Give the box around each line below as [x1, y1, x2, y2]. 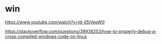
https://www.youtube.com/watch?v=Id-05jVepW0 [5, 19, 105, 25]
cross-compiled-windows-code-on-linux [5, 33, 87, 39]
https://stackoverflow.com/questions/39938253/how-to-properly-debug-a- [5, 28, 157, 34]
